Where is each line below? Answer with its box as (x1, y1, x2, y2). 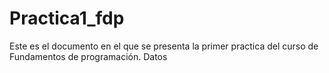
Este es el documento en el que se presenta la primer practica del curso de (9, 40, 319, 52)
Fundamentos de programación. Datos (9, 50, 168, 62)
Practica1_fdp (9, 7, 125, 30)
